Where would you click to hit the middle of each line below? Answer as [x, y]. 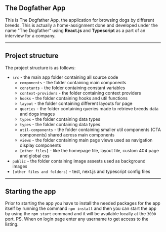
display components [40, 145]
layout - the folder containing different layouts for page [76, 103]
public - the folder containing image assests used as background [79, 161]
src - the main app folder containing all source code [65, 77]
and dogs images [37, 114]
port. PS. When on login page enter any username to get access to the [77, 219]
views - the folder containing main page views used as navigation [86, 140]
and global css [35, 156]
